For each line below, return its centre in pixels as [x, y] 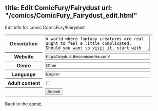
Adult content [24, 83]
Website [24, 57]
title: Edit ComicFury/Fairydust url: [59, 8]
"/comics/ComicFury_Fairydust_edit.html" [71, 16]
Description [24, 44]
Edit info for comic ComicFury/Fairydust [45, 27]
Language [24, 74]
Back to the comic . [24, 104]
